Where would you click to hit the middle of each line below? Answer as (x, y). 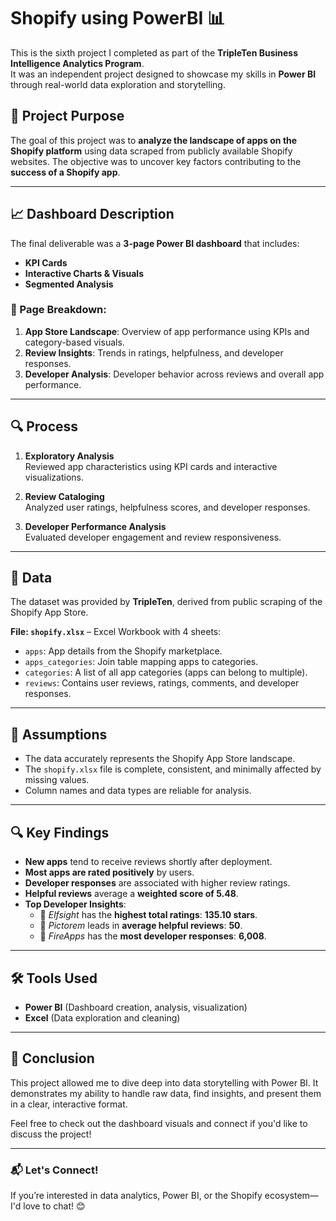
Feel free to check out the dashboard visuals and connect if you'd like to (159, 1123)
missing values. (57, 780)
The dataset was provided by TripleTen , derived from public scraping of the (166, 602)
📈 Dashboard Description (92, 214)
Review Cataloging (64, 496)
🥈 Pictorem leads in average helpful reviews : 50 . (141, 926)
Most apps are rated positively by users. (109, 872)
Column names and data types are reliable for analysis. (138, 791)
